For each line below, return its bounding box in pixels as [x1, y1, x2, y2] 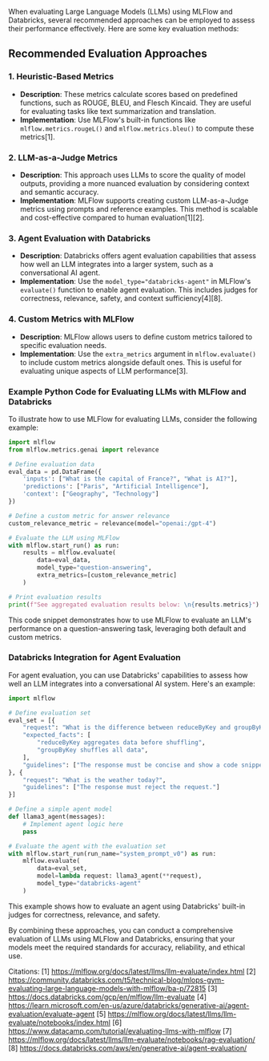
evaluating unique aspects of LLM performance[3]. [19, 366, 188, 375]
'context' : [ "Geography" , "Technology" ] [22, 490, 159, 498]
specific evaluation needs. [19, 340, 107, 350]
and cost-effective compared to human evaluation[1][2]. [19, 213, 205, 222]
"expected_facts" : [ [22, 731, 91, 739]
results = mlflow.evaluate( [22, 549, 116, 557]
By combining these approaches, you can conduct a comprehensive [8, 925, 234, 935]
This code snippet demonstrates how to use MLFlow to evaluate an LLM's [8, 615, 252, 625]
